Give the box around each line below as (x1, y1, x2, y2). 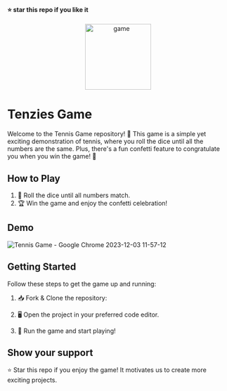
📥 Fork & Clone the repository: (17, 293, 108, 302)
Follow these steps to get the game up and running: (7, 279, 157, 288)
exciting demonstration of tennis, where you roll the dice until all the (7, 137, 204, 146)
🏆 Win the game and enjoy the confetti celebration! (17, 199, 167, 207)
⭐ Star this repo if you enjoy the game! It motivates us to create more (7, 366, 207, 374)
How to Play (7, 172, 61, 185)
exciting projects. (7, 376, 58, 385)
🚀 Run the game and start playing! (17, 326, 116, 335)
